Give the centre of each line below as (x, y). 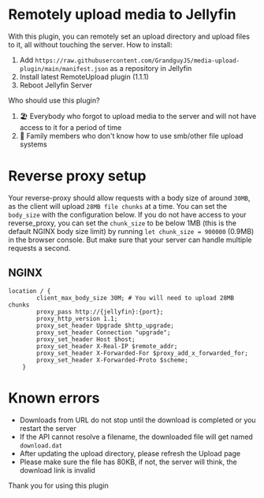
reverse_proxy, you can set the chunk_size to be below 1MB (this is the (122, 223)
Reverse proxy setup (77, 176)
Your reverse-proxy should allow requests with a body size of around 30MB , (129, 198)
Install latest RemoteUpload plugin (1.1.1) (84, 76)
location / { (30, 291)
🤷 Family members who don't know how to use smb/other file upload (131, 136)
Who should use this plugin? (54, 100)
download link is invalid (58, 470)
